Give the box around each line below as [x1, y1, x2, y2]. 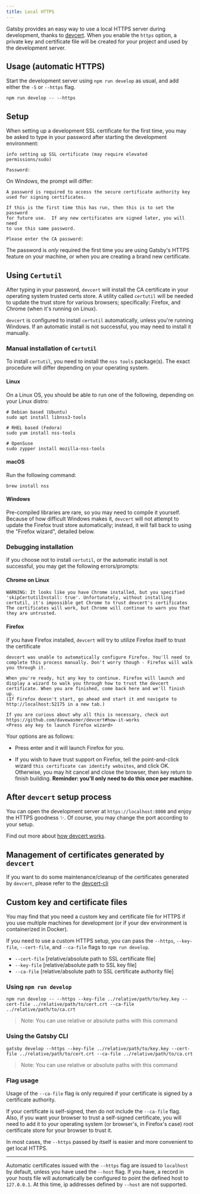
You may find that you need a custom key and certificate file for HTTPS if [6, 913, 186, 920]
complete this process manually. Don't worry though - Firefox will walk [6, 659, 193, 666]
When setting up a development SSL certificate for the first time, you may [6, 127, 186, 134]
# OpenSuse [6, 440, 33, 447]
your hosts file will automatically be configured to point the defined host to [6, 1174, 189, 1181]
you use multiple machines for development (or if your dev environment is [6, 919, 187, 927]
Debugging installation [6, 543, 73, 551]
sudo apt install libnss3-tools [6, 414, 86, 420]
